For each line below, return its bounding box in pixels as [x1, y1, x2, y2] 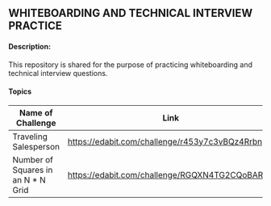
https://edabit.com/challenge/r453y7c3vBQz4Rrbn [67, 136, 263, 147]
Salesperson [12, 141, 60, 152]
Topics [8, 86, 32, 96]
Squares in [12, 164, 53, 175]
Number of [12, 153, 54, 165]
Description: [8, 41, 51, 51]
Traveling [12, 131, 48, 142]
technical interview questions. [8, 68, 108, 78]
